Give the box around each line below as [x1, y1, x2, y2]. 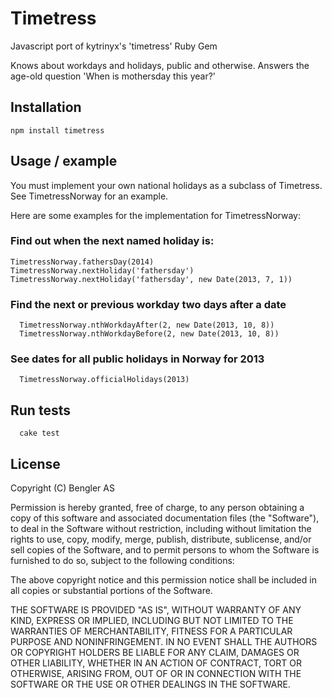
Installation [10, 99, 82, 116]
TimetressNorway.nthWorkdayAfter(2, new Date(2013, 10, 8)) [19, 320, 275, 331]
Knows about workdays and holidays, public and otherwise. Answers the [10, 59, 310, 71]
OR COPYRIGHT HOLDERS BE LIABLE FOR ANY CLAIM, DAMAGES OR [10, 647, 300, 659]
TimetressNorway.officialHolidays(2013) [19, 375, 190, 385]
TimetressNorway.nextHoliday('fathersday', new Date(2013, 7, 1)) [10, 274, 293, 284]
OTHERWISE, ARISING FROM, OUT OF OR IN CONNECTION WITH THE [10, 668, 302, 680]
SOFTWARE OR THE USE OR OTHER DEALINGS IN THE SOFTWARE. [10, 678, 291, 691]
